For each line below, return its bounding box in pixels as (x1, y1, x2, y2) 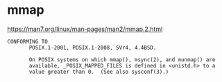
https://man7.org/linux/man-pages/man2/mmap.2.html (7, 25, 163, 33)
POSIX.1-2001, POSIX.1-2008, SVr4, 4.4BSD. (28, 44, 157, 51)
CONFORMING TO (7, 38, 49, 45)
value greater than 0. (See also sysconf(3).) (28, 68, 169, 75)
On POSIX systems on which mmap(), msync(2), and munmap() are (28, 56, 216, 63)
